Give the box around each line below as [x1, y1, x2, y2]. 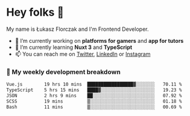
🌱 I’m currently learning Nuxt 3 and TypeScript [14, 43, 133, 51]
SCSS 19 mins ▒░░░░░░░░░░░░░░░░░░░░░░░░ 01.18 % [6, 98, 182, 105]
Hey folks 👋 [6, 5, 65, 19]
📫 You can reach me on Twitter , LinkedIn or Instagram [14, 50, 151, 57]
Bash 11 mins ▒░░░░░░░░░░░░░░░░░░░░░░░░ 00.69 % [6, 104, 182, 110]
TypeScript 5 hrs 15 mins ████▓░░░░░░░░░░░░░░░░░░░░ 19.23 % [6, 87, 182, 93]
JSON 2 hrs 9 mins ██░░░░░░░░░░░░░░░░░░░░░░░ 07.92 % [6, 92, 182, 98]
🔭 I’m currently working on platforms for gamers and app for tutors [14, 37, 184, 44]
